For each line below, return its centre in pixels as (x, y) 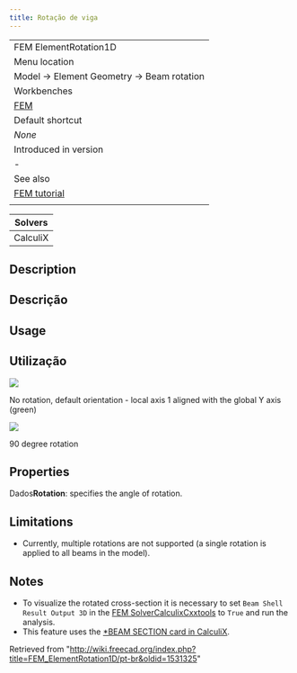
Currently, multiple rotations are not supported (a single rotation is (144, 543)
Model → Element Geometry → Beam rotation (109, 76)
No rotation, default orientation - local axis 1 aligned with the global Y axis (145, 399)
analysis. (39, 623)
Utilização (38, 361)
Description (43, 269)
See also (32, 178)
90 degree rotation (44, 444)
